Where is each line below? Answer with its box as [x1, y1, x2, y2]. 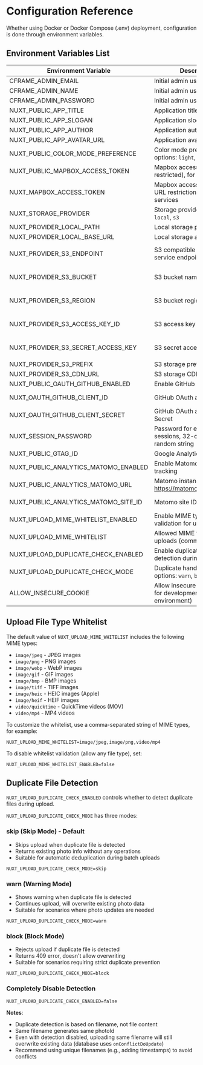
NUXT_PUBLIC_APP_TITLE [9, 106, 85, 115]
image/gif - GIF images [14, 670, 74, 678]
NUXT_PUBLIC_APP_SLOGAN [9, 116, 93, 124]
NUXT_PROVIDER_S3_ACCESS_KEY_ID [9, 319, 120, 328]
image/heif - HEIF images [14, 696, 80, 704]
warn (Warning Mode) [6, 880, 72, 888]
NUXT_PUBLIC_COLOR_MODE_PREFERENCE [9, 149, 137, 158]
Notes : [6, 1009, 24, 1016]
